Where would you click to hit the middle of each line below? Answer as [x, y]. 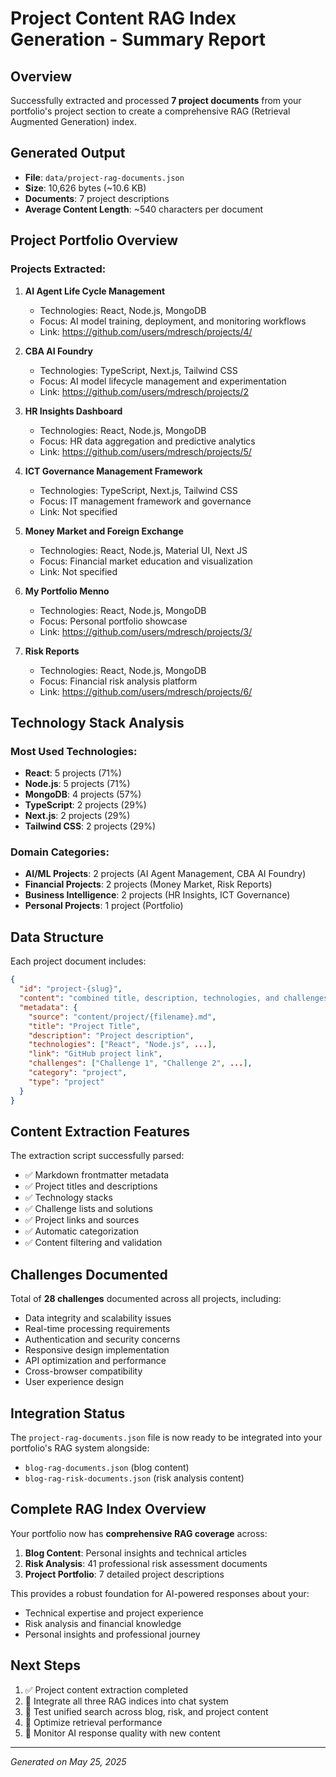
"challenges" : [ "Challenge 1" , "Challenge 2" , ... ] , [140, 1063]
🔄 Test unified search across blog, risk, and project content [146, 1711]
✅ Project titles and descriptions [91, 1186]
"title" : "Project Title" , [84, 1026]
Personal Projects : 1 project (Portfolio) [104, 906]
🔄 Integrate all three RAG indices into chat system [126, 1701]
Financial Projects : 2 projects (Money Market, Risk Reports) [148, 884]
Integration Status [68, 1413]
